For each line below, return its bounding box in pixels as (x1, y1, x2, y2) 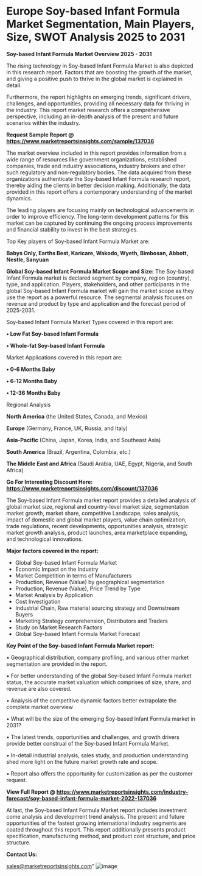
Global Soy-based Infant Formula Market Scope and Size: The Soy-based (6, 267, 194, 275)
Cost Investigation (15, 598, 61, 605)
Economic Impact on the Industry (15, 565, 99, 573)
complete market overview (6, 703, 73, 710)
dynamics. (6, 194, 32, 202)
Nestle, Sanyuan (6, 256, 49, 263)
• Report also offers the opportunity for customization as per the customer (6, 769, 193, 777)
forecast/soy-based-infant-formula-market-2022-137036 (6, 794, 157, 802)
